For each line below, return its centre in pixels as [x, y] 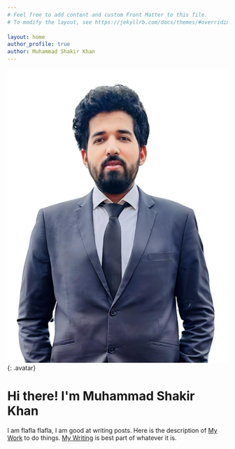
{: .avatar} [22, 368]
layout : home [26, 37]
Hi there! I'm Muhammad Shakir [101, 396]
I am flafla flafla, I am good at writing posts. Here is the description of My [113, 430]
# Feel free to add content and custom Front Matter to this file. [108, 15]
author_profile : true [39, 44]
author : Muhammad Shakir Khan [51, 52]
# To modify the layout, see [50, 22]
